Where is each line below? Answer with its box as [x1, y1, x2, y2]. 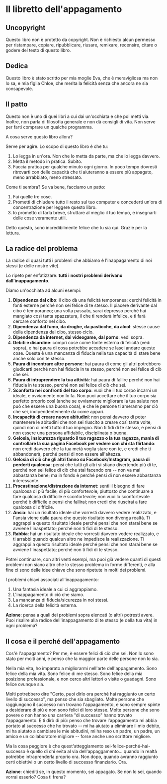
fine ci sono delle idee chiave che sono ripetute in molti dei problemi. [5, 567, 147, 573]
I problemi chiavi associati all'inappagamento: [5, 577, 99, 583]
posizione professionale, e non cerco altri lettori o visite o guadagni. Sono [5, 676, 157, 682]
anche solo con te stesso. [12, 356, 66, 362]
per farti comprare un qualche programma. [5, 124, 93, 130]
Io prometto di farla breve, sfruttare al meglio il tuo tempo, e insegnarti [12, 209, 157, 215]
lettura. [5, 230, 20, 236]
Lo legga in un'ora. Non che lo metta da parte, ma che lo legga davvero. [12, 153, 160, 159]
